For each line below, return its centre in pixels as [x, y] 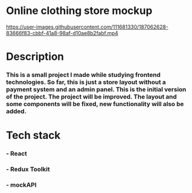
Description [35, 57]
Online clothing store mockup [79, 11]
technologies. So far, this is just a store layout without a [86, 82]
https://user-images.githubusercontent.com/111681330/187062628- [87, 27]
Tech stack [33, 136]
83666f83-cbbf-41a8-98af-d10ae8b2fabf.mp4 [62, 33]
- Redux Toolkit [28, 169]
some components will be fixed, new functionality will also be [95, 104]
